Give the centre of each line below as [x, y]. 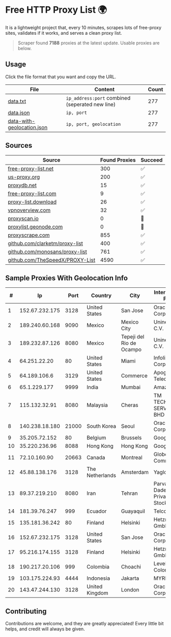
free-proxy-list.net [31, 168]
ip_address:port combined [98, 98]
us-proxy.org [24, 177]
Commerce [134, 376]
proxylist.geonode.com [35, 226]
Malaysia [97, 405]
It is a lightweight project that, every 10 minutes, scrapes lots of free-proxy [83, 27]
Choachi [131, 567]
